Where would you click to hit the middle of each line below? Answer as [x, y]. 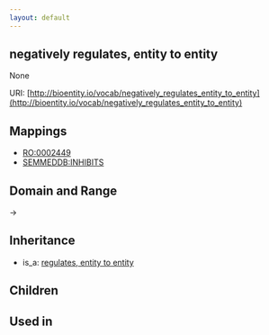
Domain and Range [63, 190]
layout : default [40, 18]
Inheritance [42, 241]
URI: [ [20, 93]
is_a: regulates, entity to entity [78, 262]
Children [34, 290]
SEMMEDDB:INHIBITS [63, 162]
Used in [31, 321]
